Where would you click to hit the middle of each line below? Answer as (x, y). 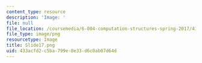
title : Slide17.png (31, 46)
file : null (20, 23)
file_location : (25, 28)
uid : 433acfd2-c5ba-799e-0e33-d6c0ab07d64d (62, 51)
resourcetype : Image (32, 40)
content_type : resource (36, 12)
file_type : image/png (33, 34)
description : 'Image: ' (36, 17)
